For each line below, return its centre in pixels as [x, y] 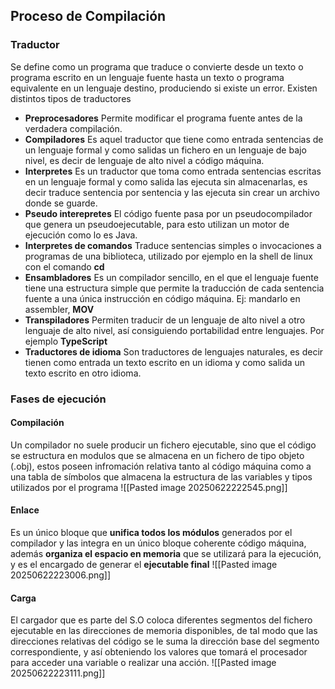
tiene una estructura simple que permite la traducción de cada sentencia [174, 288]
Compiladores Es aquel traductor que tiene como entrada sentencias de [174, 139]
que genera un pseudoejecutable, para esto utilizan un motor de [157, 224]
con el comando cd [64, 266]
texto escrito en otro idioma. [83, 373]
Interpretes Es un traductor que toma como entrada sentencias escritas [173, 171]
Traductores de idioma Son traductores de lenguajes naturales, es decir [174, 351]
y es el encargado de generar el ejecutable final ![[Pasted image [144, 565]
